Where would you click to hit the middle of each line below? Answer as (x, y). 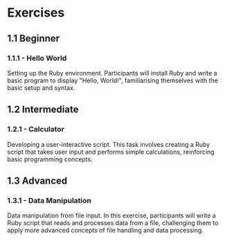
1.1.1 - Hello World (37, 58)
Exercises (36, 13)
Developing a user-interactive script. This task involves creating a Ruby (109, 144)
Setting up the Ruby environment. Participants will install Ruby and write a (112, 73)
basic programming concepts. (50, 159)
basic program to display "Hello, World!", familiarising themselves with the (112, 80)
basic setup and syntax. (41, 87)
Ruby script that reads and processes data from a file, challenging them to (113, 223)
